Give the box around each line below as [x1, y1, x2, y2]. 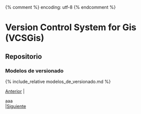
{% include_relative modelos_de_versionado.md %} [5, 78, 111, 84]
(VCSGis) [5, 32, 44, 44]
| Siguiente [5, 103, 26, 109]
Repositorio [5, 52, 42, 60]
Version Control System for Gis [5, 22, 136, 33]
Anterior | [5, 88, 25, 94]
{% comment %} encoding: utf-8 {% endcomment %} [5, 4, 116, 10]
